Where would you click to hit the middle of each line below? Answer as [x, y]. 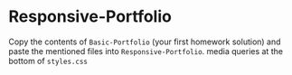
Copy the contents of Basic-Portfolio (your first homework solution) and [145, 42]
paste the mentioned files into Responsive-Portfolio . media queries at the [146, 51]
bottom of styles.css [48, 61]
